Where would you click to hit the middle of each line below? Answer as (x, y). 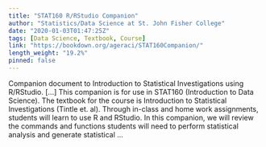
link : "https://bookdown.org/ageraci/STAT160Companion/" (106, 46)
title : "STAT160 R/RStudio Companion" (73, 16)
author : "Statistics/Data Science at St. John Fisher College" (117, 23)
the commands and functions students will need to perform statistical (124, 126)
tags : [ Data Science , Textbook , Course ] (77, 38)
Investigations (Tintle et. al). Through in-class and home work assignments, (134, 108)
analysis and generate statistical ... (66, 134)
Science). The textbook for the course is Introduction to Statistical (118, 100)
